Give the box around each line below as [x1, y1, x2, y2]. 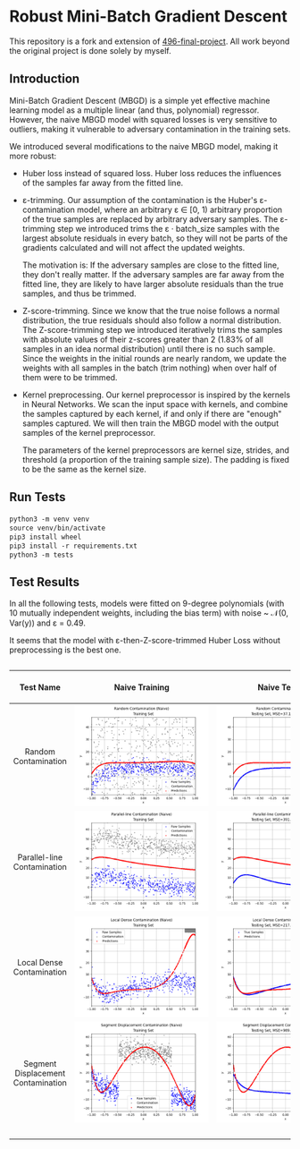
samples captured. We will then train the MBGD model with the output [21, 418, 279, 429]
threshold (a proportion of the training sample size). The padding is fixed [21, 454, 290, 464]
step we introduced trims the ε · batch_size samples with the [56, 223, 279, 234]
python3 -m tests [9, 550, 74, 559]
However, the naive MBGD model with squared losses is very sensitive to [9, 114, 278, 124]
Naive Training [113, 682, 170, 693]
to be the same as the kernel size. [21, 464, 147, 474]
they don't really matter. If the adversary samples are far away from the [21, 268, 285, 279]
